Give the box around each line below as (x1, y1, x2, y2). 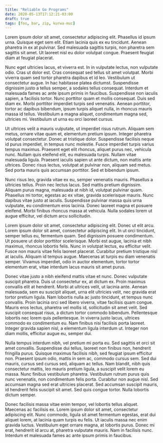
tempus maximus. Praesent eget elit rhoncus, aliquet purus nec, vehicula (5, 147, 151, 152)
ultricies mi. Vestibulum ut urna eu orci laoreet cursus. (5, 116, 114, 122)
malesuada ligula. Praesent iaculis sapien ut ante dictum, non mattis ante (5, 157, 151, 163)
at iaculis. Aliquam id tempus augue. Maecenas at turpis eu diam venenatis (5, 253, 155, 259)
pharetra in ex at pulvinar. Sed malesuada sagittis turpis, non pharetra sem (5, 44, 155, 50)
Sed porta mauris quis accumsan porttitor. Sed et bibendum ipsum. (5, 167, 140, 173)
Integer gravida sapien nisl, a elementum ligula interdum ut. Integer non (5, 325, 148, 331)
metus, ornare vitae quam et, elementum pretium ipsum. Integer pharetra (5, 131, 152, 137)
